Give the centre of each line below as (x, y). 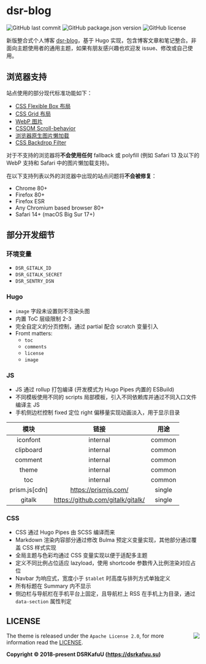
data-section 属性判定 (43, 601)
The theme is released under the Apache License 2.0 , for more (85, 636)
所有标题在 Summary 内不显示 (53, 586)
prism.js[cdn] (29, 490)
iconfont (29, 440)
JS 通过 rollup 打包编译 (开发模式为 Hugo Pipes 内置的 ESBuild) (95, 389)
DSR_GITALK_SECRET (39, 275)
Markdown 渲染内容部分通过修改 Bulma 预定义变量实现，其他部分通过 (103, 540)
